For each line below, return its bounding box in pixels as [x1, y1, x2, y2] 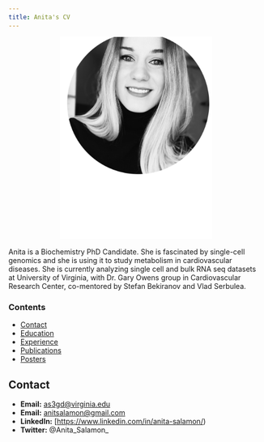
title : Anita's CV [8, 13, 70, 21]
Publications [19, 346, 62, 355]
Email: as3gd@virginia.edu [19, 399, 111, 409]
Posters [19, 355, 46, 364]
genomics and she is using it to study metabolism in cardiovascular [8, 256, 232, 266]
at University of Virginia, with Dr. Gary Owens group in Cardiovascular [8, 273, 241, 283]
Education [19, 329, 54, 338]
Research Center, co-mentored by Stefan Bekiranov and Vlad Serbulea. [8, 282, 247, 291]
